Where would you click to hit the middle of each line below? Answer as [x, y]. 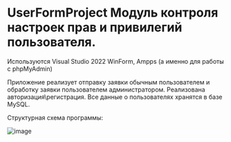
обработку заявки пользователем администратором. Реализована [106, 89]
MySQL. [19, 104]
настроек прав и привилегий [95, 27]
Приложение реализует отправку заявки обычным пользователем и [109, 82]
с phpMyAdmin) [30, 69]
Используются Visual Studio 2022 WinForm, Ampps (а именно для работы [116, 61]
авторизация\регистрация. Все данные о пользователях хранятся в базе [115, 97]
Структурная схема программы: [55, 117]
